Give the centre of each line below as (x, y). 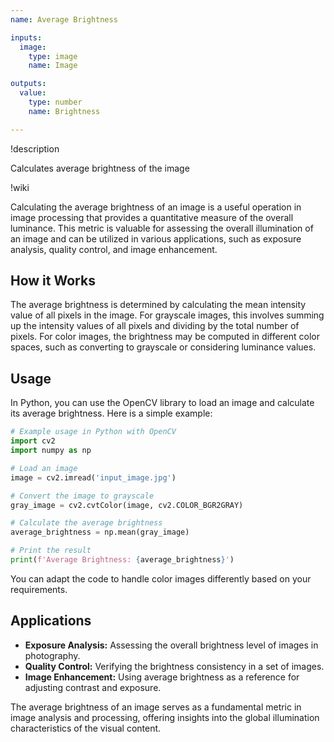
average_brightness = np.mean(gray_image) (100, 532)
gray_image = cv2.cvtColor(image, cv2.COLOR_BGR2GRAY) (127, 505)
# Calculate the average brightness (86, 523)
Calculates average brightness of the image (100, 168)
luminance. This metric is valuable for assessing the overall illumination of (162, 228)
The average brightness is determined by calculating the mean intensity (158, 305)
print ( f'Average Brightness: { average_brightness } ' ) (122, 560)
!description (35, 148)
